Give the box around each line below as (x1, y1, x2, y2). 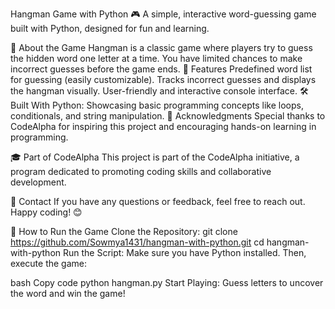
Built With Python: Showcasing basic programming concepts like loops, (10, 99, 304, 111)
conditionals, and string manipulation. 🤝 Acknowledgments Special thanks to (10, 110, 326, 122)
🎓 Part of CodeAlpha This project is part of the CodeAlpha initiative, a (10, 151, 300, 163)
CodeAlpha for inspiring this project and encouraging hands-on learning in (10, 121, 317, 132)
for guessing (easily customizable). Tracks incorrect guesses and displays (10, 74, 317, 85)
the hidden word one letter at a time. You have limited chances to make (10, 53, 303, 64)
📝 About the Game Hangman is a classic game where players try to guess (10, 42, 313, 53)
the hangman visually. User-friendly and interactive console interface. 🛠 (10, 85, 309, 97)
